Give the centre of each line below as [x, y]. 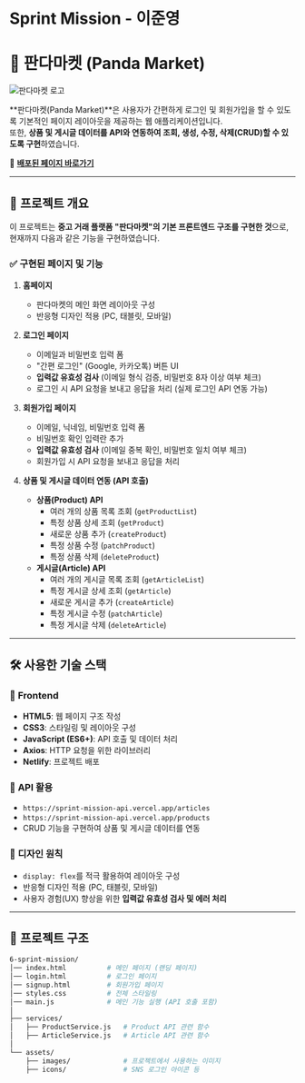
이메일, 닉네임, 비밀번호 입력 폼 [90, 427]
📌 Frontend [34, 695]
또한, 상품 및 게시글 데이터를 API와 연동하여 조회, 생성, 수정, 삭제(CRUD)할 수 [144, 133]
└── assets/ [32, 1052]
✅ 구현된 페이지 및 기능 [56, 263]
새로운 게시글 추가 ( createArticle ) [112, 602]
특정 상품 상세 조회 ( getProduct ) [107, 522]
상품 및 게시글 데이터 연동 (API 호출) [86, 481]
